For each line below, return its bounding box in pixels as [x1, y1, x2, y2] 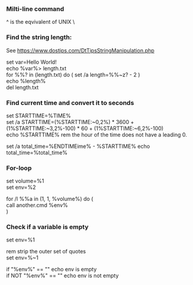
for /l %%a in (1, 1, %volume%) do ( [6, 196, 94, 203]
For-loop [6, 163, 32, 172]
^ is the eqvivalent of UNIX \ [6, 18, 75, 26]
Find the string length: [6, 33, 72, 42]
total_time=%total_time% [6, 148, 68, 156]
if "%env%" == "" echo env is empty [6, 266, 97, 273]
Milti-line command [6, 5, 65, 13]
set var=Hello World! [6, 58, 57, 66]
